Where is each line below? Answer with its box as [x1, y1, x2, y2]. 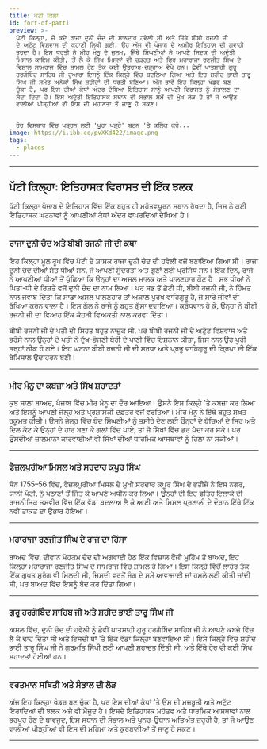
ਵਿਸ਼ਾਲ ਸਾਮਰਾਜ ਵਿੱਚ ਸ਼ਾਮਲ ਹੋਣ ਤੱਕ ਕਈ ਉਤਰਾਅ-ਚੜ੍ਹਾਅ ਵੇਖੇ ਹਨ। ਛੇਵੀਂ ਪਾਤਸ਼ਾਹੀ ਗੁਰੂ [16, 63, 237, 71]
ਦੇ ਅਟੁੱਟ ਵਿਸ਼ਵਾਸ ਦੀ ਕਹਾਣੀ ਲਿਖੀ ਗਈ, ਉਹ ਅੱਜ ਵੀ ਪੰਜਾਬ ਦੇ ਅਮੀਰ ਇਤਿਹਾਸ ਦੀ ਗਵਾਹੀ [16, 41, 244, 49]
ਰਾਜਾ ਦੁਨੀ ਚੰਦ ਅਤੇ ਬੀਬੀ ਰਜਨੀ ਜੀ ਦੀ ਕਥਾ [9, 238, 137, 249]
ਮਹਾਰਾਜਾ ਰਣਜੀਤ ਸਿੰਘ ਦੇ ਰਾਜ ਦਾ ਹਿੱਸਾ [9, 534, 127, 545]
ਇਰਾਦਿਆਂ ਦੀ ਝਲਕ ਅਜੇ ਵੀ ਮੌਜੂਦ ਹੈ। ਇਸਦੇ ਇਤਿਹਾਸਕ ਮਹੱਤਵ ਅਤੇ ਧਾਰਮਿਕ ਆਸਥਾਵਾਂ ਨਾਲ [9, 706, 251, 716]
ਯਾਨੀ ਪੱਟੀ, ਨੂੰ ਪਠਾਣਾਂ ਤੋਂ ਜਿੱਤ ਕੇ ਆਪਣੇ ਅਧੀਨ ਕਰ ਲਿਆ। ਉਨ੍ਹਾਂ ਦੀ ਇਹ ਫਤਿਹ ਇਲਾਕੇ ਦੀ [9, 489, 243, 498]
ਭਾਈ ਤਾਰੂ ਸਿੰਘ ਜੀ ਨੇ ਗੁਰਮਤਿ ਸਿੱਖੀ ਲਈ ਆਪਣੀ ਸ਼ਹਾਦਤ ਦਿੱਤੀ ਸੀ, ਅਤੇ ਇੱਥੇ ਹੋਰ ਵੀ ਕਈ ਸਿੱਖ [9, 642, 253, 651]
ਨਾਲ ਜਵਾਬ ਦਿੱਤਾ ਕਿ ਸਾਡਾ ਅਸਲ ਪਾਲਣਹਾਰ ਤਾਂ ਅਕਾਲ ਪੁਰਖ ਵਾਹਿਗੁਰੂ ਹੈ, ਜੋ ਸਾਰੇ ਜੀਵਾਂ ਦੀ [9, 291, 240, 302]
